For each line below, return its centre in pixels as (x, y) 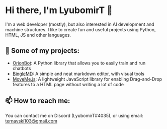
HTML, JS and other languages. (38, 35)
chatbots (22, 68)
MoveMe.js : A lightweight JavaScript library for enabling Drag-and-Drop (87, 79)
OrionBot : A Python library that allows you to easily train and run (79, 63)
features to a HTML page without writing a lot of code (68, 84)
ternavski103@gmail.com (31, 121)
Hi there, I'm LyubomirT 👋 (59, 10)
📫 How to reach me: (38, 101)
